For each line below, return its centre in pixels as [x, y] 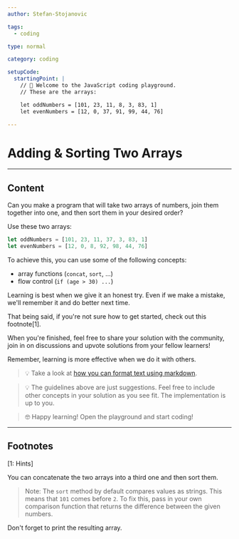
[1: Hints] [20, 463]
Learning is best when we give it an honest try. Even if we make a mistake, [116, 295]
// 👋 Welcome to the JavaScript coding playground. [98, 86]
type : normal [27, 46]
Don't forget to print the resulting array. [65, 528]
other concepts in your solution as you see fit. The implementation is [125, 395]
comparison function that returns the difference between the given [122, 506]
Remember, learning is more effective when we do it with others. [102, 359]
